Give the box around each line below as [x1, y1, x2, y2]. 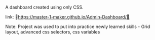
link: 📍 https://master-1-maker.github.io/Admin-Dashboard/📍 [5, 14, 130, 19]
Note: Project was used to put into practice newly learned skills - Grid [5, 23, 150, 29]
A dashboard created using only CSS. [5, 4, 84, 10]
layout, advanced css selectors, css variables [5, 29, 100, 34]
